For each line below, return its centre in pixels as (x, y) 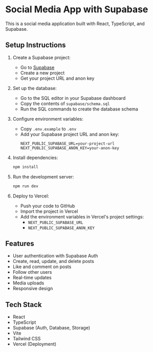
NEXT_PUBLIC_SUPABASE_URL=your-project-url (68, 144)
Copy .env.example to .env (48, 128)
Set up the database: (35, 88)
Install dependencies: (35, 158)
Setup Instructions (36, 45)
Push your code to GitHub (48, 206)
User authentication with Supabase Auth (55, 256)
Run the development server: (43, 177)
